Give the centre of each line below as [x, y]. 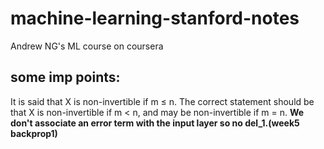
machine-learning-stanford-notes [155, 18]
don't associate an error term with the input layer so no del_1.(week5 [155, 123]
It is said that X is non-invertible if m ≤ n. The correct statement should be [162, 101]
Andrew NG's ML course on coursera [87, 46]
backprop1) [34, 133]
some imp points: [65, 77]
